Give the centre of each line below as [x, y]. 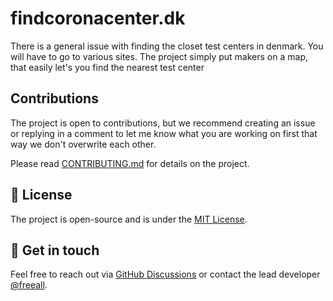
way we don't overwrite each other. [83, 144]
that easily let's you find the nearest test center [107, 67]
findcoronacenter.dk [98, 18]
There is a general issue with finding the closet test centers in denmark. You [167, 46]
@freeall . [29, 285]
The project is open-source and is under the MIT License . [129, 219]
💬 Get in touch [55, 250]
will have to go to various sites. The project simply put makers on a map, [159, 56]
